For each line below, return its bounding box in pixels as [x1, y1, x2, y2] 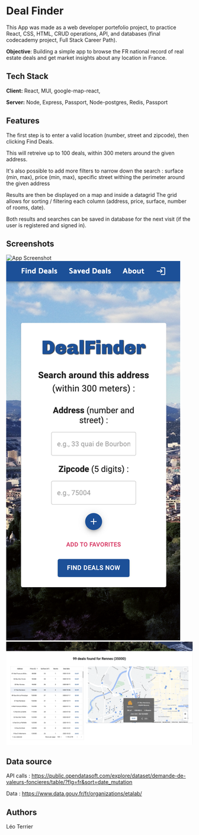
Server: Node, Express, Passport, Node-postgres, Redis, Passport [6, 98, 168, 106]
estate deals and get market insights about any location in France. [6, 54, 167, 61]
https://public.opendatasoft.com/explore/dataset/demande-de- [31, 772, 186, 779]
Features [6, 116, 40, 126]
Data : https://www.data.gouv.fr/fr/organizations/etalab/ [6, 790, 142, 797]
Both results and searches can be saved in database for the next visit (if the [6, 215, 191, 222]
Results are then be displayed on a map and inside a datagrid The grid [6, 191, 177, 198]
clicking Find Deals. [6, 138, 54, 145]
